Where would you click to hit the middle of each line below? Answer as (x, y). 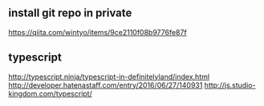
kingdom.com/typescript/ (50, 93)
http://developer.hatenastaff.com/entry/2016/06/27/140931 (106, 85)
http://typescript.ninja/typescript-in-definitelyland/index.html (109, 77)
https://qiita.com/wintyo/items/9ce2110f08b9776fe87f (97, 32)
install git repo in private (70, 13)
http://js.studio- (230, 85)
